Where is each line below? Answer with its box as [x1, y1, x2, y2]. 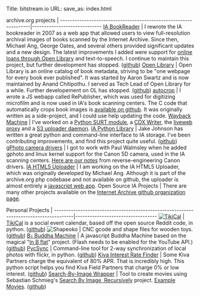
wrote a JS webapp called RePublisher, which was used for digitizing [6, 93, 176, 100]
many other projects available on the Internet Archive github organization [6, 189, 186, 195]
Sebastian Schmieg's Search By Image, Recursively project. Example [6, 277, 176, 283]
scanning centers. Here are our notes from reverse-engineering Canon [6, 157, 180, 164]
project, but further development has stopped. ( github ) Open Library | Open [6, 61, 192, 68]
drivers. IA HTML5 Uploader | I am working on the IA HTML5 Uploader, [6, 163, 180, 170]
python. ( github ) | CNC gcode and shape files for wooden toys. [6, 226, 193, 232]
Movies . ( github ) [6, 283, 47, 290]
